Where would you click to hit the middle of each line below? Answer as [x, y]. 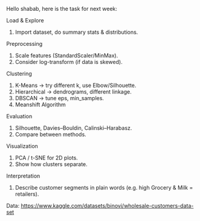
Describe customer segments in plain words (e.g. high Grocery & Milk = [104, 187]
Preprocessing [24, 44]
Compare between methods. [50, 134]
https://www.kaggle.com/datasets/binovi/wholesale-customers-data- [107, 206]
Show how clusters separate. [51, 164]
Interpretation [23, 176]
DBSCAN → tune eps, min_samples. [60, 98]
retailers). [27, 194]
